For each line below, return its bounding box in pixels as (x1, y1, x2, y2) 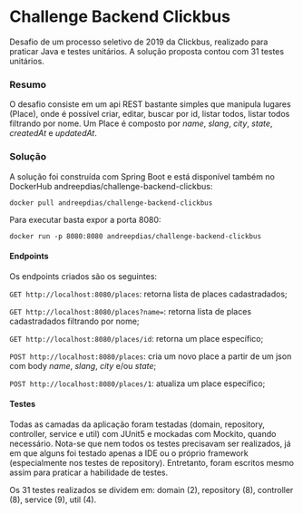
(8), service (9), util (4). (9, 494, 97, 505)
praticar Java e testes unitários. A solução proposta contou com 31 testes (9, 45, 284, 56)
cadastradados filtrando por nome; (9, 315, 140, 326)
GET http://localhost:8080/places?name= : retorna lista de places (9, 305, 252, 316)
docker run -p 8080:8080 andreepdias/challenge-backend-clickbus (9, 231, 261, 241)
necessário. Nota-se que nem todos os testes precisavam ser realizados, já (9, 438, 292, 449)
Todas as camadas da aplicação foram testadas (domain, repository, (9, 419, 266, 430)
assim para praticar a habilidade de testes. (9, 467, 169, 478)
